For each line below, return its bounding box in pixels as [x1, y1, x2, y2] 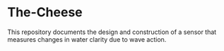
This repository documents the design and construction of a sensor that [7, 28, 217, 36]
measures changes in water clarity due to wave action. [7, 35, 167, 43]
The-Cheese [7, 4, 83, 21]
